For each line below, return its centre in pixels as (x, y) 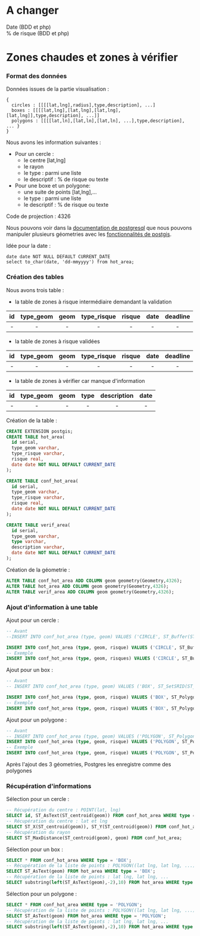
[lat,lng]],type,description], (45, 116)
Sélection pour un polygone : (42, 894)
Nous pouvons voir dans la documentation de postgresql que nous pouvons (99, 228)
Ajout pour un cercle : (33, 620)
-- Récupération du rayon (38, 832)
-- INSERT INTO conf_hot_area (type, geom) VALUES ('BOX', (81, 687)
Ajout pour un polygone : (37, 720)
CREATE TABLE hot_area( (36, 437)
